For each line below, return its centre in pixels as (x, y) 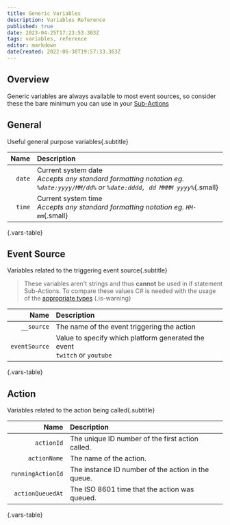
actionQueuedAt (39, 494)
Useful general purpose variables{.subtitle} (68, 141)
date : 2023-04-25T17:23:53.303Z (53, 33)
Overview (28, 80)
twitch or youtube (84, 355)
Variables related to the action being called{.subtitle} (81, 410)
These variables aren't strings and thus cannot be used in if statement (123, 284)
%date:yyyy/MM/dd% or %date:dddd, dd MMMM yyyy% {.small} (128, 187)
